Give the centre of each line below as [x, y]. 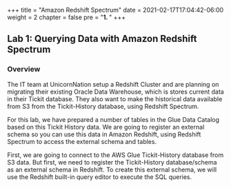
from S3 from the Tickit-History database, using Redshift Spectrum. [103, 106]
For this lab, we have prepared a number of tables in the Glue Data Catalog [113, 119]
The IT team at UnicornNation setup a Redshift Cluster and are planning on [113, 84]
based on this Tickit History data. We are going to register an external [106, 127]
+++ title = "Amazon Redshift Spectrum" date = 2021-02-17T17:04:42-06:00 [115, 10]
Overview [24, 70]
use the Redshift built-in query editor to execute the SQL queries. [100, 177]
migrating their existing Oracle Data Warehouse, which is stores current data [115, 92]
